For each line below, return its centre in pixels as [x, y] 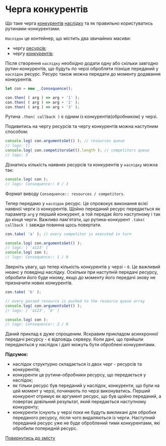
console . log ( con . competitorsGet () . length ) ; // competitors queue [77, 150]
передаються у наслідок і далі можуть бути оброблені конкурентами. [80, 345]
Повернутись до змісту [30, 438]
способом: [17, 132]
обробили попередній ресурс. [45, 428]
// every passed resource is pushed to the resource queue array [75, 301]
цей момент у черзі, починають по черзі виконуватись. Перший [81, 391]
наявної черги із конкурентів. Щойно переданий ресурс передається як [83, 209]
